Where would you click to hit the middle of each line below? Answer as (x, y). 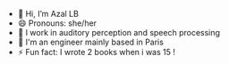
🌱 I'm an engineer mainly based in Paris (90, 42)
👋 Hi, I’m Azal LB (48, 14)
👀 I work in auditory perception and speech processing (119, 32)
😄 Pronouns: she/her (57, 23)
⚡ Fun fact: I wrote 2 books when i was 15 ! (97, 52)
